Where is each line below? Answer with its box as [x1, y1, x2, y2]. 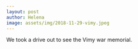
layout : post [6, 8, 39, 15]
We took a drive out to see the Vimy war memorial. [6, 36, 133, 44]
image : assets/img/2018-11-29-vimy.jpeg [6, 20, 110, 26]
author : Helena [6, 14, 45, 20]
